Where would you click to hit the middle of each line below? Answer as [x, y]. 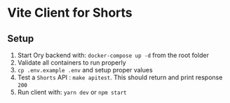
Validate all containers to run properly [72, 63]
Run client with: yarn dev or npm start [72, 92]
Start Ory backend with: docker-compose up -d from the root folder [113, 55]
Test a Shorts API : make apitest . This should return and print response [120, 77]
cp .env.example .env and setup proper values [85, 70]
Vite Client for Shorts [70, 13]
